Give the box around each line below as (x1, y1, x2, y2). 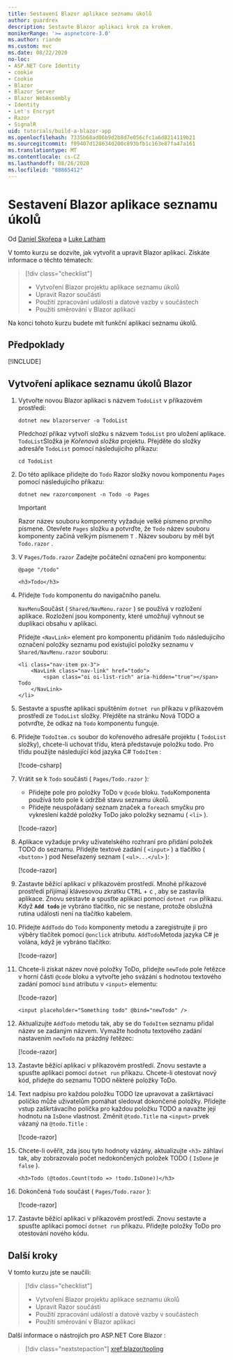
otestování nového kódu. (17, 1229, 89, 1238)
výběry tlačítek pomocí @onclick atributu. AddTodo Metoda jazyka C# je (17, 930, 219, 939)
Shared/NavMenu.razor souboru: (17, 648, 109, 657)
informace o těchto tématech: (8, 255, 93, 264)
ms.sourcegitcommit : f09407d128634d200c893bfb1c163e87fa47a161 (8, 141, 196, 148)
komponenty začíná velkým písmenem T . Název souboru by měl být (17, 532, 215, 540)
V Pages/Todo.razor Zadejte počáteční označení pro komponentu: (17, 553, 206, 561)
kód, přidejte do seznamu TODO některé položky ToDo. (17, 1076, 177, 1085)
